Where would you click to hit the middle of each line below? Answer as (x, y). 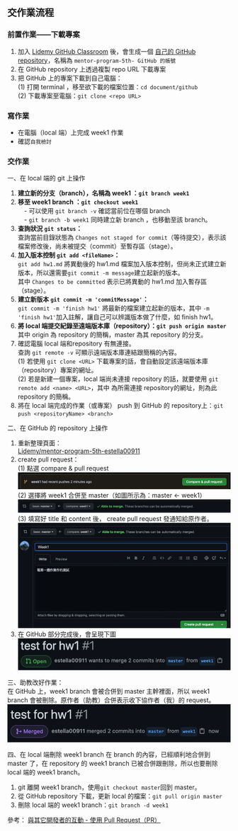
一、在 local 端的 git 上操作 (46, 178)
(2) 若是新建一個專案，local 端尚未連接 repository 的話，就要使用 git (118, 379)
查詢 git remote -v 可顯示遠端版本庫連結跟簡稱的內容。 (99, 353)
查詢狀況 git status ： (50, 229)
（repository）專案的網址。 (57, 370)
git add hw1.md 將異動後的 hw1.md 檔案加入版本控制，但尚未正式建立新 (122, 264)
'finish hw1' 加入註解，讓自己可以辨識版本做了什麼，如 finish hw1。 (117, 317)
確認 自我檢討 (34, 141)
